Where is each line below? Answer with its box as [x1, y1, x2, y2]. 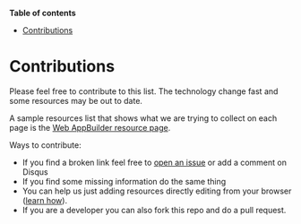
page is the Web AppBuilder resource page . [9, 122, 171, 133]
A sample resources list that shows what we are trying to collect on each [9, 112, 278, 124]
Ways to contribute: [9, 139, 82, 151]
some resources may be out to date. [9, 95, 143, 106]
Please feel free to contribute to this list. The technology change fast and [9, 85, 279, 97]
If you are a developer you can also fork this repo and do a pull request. [21, 204, 287, 215]
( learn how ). [21, 194, 68, 205]
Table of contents [9, 8, 76, 18]
